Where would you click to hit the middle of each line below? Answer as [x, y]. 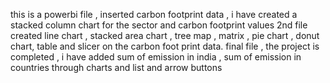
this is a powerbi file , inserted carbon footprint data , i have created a [154, 14]
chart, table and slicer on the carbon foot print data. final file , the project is [165, 46]
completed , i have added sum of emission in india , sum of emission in [156, 57]
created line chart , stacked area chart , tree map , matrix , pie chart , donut [165, 35]
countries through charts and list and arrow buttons [116, 67]
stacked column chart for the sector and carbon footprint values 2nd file [159, 25]
